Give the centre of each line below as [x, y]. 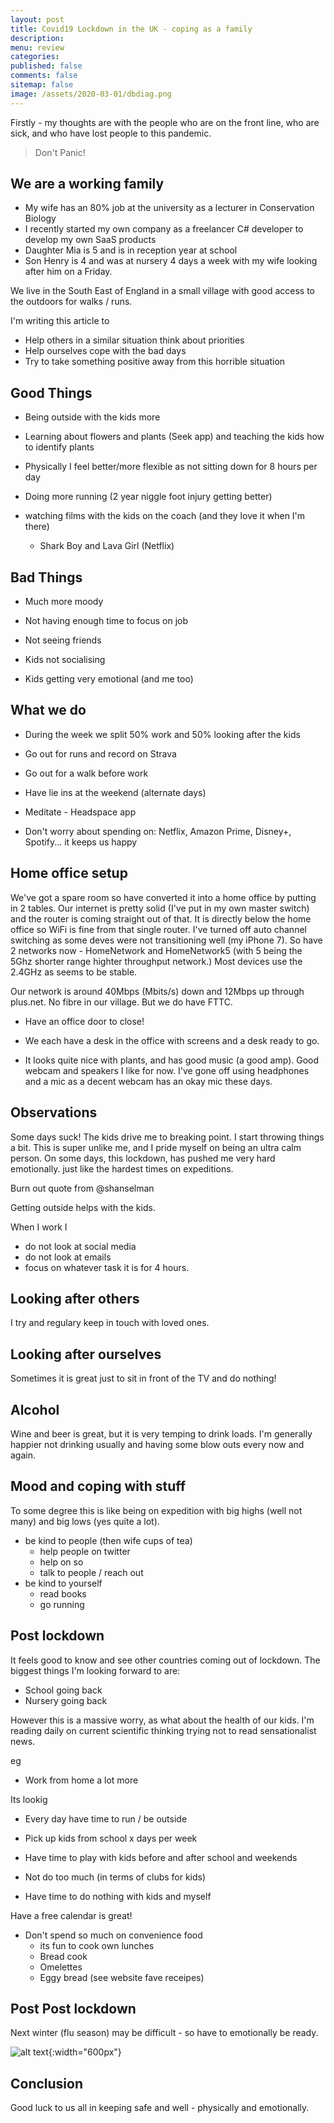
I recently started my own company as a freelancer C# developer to [164, 229]
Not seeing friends [63, 640]
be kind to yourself [63, 1583]
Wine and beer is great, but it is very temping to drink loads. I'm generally [161, 1433]
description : [37, 38]
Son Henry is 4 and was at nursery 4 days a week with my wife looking [171, 261]
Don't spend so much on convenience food [113, 1935]
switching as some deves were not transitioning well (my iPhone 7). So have [166, 940]
